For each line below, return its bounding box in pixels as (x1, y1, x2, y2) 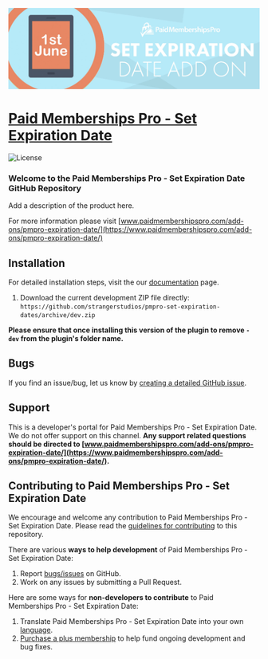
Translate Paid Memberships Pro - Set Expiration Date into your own (19, 617, 244, 626)
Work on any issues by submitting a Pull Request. (19, 578, 182, 587)
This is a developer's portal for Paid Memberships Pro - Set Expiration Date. (8, 422, 258, 432)
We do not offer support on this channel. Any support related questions (8, 430, 246, 440)
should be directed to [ (8, 439, 85, 449)
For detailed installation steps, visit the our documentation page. (8, 277, 219, 287)
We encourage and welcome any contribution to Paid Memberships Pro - (8, 512, 248, 522)
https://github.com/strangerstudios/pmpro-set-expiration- (19, 303, 221, 311)
